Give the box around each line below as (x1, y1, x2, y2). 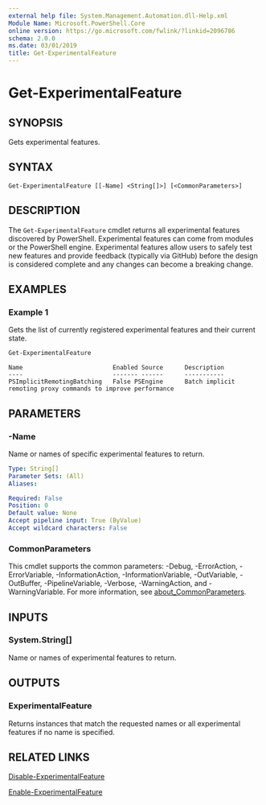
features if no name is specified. (8, 727, 115, 737)
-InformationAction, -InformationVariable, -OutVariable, (55, 570, 239, 580)
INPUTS (8, 610, 48, 624)
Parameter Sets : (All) (8, 472, 84, 480)
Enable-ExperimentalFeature (8, 787, 103, 797)
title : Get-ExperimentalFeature (8, 49, 117, 57)
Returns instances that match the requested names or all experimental (8, 718, 241, 729)
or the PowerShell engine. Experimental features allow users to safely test (8, 242, 253, 252)
